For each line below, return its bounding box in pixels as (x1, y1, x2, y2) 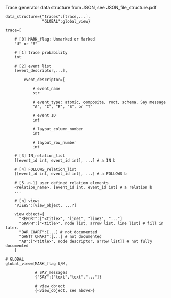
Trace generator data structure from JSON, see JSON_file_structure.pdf (5, 5, 157, 10)
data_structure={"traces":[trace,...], (5, 14, 91, 19)
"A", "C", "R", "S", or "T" (32, 104, 93, 109)
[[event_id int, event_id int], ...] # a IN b (14, 158, 116, 163)
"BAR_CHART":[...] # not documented (18, 230, 97, 235)
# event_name (32, 86, 60, 91)
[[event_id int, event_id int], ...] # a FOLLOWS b (14, 171, 127, 176)
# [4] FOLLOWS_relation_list (14, 167, 77, 172)
